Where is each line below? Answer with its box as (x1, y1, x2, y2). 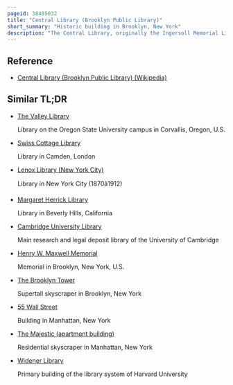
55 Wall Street (17, 303, 58, 311)
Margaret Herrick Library (17, 195, 89, 204)
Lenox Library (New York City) (17, 165, 104, 174)
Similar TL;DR (7, 93, 67, 105)
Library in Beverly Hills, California (17, 208, 113, 217)
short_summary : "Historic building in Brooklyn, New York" (7, 23, 182, 30)
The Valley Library (17, 111, 69, 120)
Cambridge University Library (17, 222, 102, 231)
